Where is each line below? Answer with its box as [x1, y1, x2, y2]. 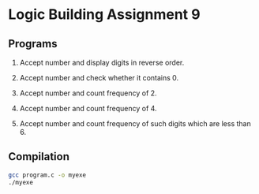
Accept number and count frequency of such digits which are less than [19, 119, 251, 128]
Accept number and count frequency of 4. [19, 104, 157, 113]
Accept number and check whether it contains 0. [19, 73, 179, 82]
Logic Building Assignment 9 [8, 6, 201, 24]
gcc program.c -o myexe [8, 171, 87, 179]
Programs [8, 37, 58, 50]
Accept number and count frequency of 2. [19, 88, 157, 98]
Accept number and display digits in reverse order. [19, 58, 185, 67]
